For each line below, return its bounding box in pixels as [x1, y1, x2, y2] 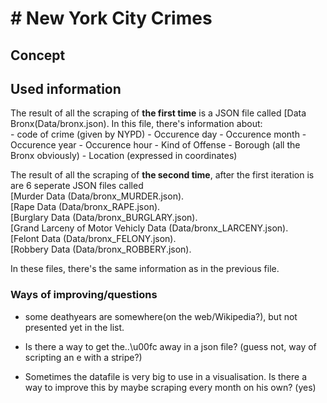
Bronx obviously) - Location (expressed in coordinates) [10, 150, 238, 162]
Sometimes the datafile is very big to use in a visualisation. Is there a [24, 370, 308, 382]
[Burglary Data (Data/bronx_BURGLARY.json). [10, 212, 198, 224]
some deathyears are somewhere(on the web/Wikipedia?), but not [24, 310, 298, 322]
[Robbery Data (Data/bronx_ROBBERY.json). [10, 243, 192, 256]
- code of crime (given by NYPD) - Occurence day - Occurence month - [10, 128, 307, 141]
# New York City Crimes [10, 7, 213, 30]
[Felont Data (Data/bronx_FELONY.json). [10, 233, 177, 245]
